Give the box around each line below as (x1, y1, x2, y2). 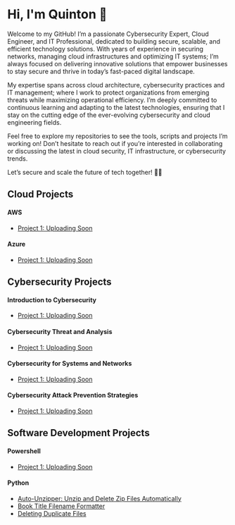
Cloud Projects (7, 188, 74, 200)
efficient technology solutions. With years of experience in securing (7, 44, 204, 53)
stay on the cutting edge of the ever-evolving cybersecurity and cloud (7, 111, 210, 119)
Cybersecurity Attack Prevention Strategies (7, 391, 139, 400)
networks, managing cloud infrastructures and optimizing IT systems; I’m (7, 52, 220, 61)
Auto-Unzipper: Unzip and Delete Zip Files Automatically (17, 494, 182, 502)
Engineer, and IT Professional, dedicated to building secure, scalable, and (7, 37, 220, 45)
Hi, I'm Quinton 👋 (7, 6, 108, 23)
